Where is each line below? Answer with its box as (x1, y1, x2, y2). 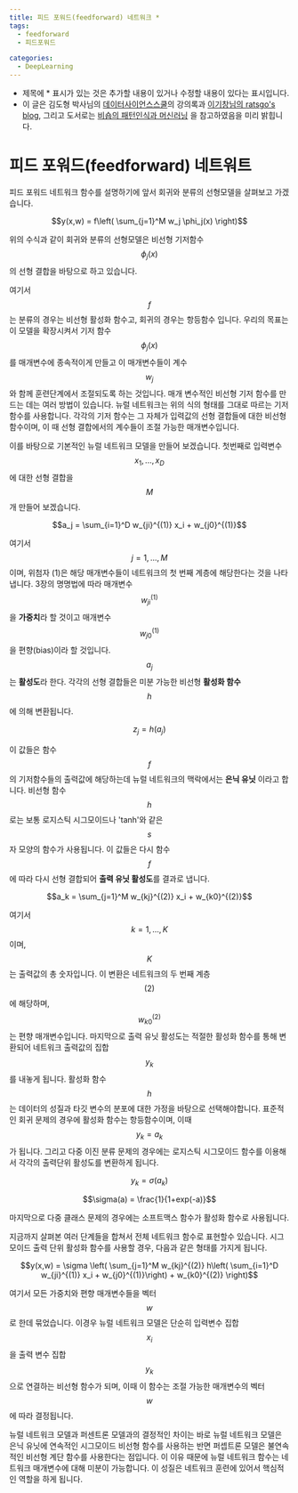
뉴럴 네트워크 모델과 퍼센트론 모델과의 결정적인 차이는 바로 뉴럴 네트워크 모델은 (9, 1430, 283, 1440)
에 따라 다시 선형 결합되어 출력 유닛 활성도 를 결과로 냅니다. (9, 873, 211, 884)
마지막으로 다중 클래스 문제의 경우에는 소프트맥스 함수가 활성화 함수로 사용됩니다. (9, 1213, 290, 1223)
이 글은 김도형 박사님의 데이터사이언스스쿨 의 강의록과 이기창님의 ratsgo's (21, 99, 276, 110)
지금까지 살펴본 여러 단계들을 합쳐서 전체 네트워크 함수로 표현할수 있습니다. (9, 1231, 269, 1242)
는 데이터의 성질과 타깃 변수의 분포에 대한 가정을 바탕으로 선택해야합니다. (9, 1103, 261, 1114)
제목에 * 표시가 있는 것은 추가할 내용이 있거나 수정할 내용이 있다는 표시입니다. (21, 88, 290, 98)
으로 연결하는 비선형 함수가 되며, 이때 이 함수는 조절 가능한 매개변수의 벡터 (9, 1381, 265, 1392)
